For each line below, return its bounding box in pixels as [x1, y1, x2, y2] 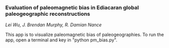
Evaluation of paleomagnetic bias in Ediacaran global [5, 4, 139, 11]
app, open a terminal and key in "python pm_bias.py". [5, 37, 118, 43]
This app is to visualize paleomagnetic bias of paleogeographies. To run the [5, 32, 164, 38]
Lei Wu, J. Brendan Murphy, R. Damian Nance [5, 22, 102, 28]
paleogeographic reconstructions [5, 10, 91, 17]
